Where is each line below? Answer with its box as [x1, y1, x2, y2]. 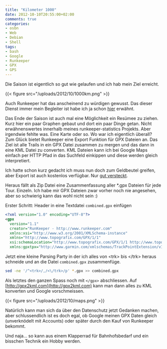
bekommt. [5, 323, 26, 329]
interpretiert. [5, 158, 31, 163]
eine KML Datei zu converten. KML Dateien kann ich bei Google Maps [5, 147, 148, 153]
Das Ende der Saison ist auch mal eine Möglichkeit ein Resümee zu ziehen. [5, 116, 159, 121]
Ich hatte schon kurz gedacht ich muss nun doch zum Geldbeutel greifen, [5, 167, 156, 173]
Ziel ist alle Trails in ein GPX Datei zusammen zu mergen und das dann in [5, 142, 155, 147]
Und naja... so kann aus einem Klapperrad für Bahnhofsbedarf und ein [5, 333, 149, 339]
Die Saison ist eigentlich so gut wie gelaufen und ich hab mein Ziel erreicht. [5, 81, 159, 87]
